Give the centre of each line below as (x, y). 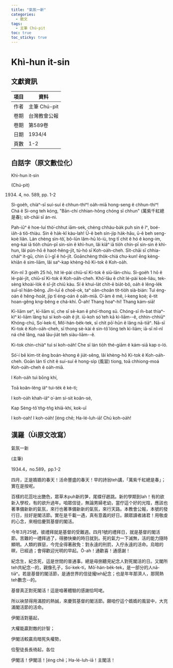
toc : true (21, 33)
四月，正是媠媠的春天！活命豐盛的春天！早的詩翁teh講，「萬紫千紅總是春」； (88, 479)
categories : (23, 14)
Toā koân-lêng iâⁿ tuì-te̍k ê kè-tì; (44, 387)
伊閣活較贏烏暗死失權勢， (37, 639)
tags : (17, 24)
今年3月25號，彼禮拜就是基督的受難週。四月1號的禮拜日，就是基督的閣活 (86, 532)
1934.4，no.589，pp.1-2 (36, 469)
